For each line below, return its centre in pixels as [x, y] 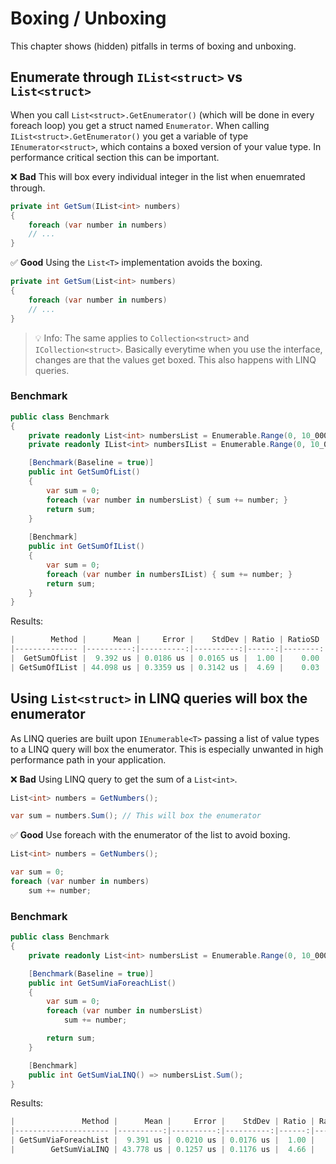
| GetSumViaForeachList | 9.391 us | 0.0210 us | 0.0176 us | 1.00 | [162, 1140]
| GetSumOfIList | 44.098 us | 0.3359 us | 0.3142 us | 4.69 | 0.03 [165, 667]
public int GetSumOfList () [84, 472]
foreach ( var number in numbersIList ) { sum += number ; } [169, 574]
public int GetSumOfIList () [86, 547]
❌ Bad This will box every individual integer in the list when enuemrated [158, 176]
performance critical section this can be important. [115, 157]
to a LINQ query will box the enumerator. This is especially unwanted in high [167, 749]
